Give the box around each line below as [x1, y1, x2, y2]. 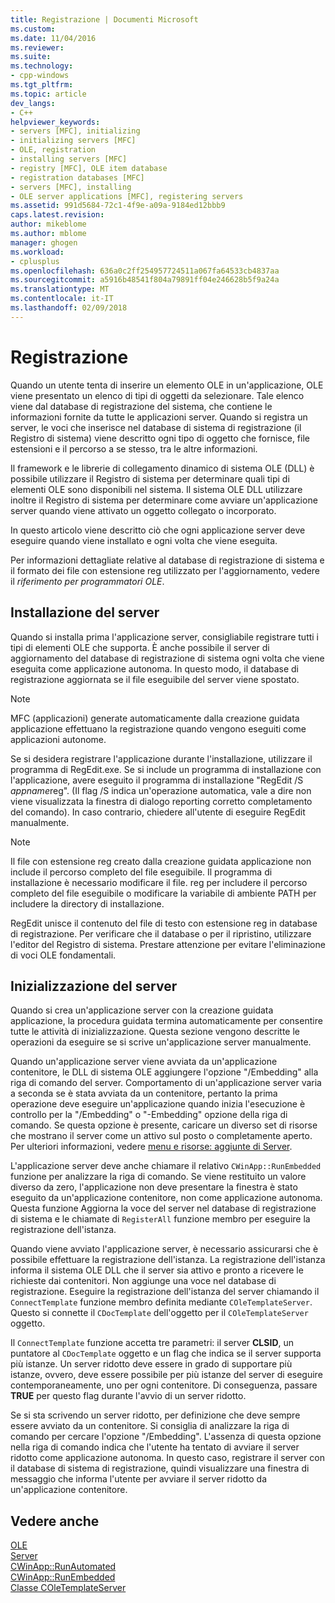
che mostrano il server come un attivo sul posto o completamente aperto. [10, 1130, 313, 1142]
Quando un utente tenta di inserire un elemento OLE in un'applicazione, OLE [10, 379, 324, 391]
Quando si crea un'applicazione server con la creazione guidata [10, 1004, 274, 1016]
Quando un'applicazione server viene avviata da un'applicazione [10, 1056, 278, 1068]
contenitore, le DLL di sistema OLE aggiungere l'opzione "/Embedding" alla [10, 1066, 319, 1078]
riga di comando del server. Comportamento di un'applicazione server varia [10, 1077, 322, 1089]
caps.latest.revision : [10, 210, 105, 220]
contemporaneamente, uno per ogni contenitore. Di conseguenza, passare [10, 1379, 318, 1391]
